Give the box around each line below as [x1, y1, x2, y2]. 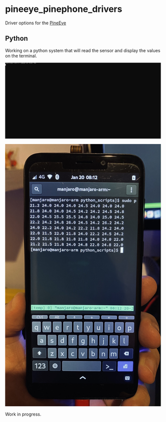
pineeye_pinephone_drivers [5, 3, 123, 15]
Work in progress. [5, 411, 41, 417]
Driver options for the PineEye [5, 20, 67, 26]
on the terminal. [5, 53, 37, 59]
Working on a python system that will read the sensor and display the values [5, 47, 161, 53]
